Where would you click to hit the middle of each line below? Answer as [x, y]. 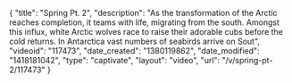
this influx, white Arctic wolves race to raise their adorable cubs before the [146, 32]
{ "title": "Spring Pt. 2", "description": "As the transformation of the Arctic [144, 13]
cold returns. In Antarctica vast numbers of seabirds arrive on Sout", [135, 41]
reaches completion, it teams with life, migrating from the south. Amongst [144, 22]
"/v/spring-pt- [247, 60]
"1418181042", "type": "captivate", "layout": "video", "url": [115, 60]
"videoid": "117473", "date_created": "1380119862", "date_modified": [135, 51]
